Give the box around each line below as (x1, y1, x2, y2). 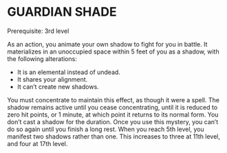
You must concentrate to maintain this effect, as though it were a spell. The (7, 95, 220, 104)
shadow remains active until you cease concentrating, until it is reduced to (7, 103, 218, 111)
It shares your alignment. (17, 75, 88, 83)
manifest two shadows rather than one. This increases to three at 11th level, (7, 132, 220, 141)
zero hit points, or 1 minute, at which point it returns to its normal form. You (7, 110, 219, 119)
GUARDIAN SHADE (7, 4, 117, 20)
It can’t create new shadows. (17, 82, 100, 91)
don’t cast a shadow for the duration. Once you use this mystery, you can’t (7, 117, 219, 126)
